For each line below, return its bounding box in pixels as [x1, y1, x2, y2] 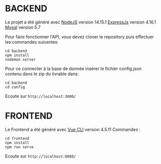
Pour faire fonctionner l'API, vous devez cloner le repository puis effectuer [5, 34, 154, 40]
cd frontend [5, 136, 29, 141]
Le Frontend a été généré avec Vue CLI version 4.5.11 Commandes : [5, 126, 141, 132]
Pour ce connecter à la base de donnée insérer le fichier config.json [5, 66, 142, 71]
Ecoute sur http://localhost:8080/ [5, 153, 77, 159]
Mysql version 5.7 [5, 24, 40, 30]
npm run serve [5, 144, 34, 149]
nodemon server [5, 57, 36, 62]
